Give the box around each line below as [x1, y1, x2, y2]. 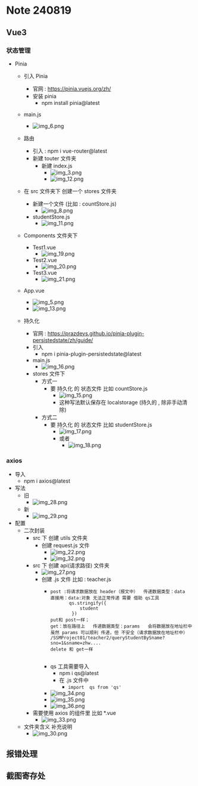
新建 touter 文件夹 [32, 154, 77, 161]
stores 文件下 [32, 370, 65, 377]
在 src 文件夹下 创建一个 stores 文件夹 [23, 187, 117, 194]
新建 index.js [41, 162, 73, 169]
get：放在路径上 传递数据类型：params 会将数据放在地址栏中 [50, 623, 192, 629]
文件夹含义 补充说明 [23, 723, 73, 731]
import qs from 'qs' [68, 685, 122, 691]
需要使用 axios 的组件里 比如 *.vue [32, 710, 117, 717]
